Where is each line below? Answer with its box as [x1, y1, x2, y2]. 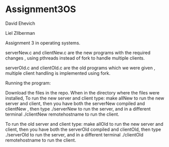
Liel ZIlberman [5, 30, 36, 36]
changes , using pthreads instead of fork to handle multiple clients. [5, 55, 145, 61]
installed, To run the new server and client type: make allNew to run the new [5, 95, 164, 101]
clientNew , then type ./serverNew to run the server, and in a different [5, 106, 151, 112]
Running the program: [5, 80, 51, 86]
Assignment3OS [5, 4, 76, 15]
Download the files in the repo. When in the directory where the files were [5, 89, 160, 95]
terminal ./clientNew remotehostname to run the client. [5, 111, 119, 117]
